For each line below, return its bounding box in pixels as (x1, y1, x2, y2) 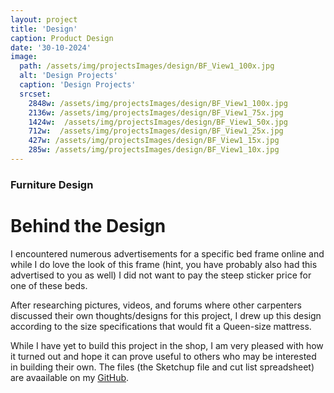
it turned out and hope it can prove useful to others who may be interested (10, 350, 317, 362)
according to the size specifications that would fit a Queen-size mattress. (10, 320, 312, 332)
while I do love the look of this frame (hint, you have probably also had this (10, 258, 318, 270)
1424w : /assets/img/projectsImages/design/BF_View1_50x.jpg (28, 117, 288, 127)
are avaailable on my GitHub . (10, 371, 130, 383)
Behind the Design (10, 214, 167, 237)
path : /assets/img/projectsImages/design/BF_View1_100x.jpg (19, 61, 275, 71)
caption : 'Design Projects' (19, 80, 137, 90)
